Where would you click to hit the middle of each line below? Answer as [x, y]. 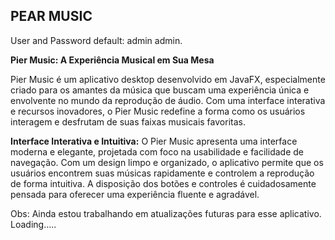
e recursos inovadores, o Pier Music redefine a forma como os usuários [158, 111]
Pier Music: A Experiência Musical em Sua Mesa [112, 60]
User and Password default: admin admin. [96, 40]
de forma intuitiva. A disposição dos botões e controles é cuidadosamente [163, 183]
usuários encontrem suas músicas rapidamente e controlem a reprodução [162, 173]
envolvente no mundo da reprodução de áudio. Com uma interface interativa [168, 100]
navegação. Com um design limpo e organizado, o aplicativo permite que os [167, 162]
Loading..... [33, 224]
